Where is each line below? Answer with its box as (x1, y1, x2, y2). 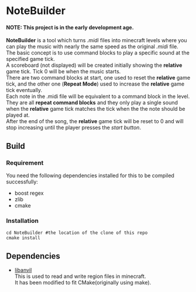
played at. (6, 111, 30, 118)
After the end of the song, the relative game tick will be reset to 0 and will (6, 118, 184, 125)
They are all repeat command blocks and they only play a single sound (6, 99, 178, 106)
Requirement (6, 158, 44, 167)
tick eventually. (6, 87, 43, 94)
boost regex (14, 189, 44, 197)
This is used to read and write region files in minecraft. (14, 273, 146, 280)
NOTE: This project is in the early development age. (6, 23, 134, 30)
